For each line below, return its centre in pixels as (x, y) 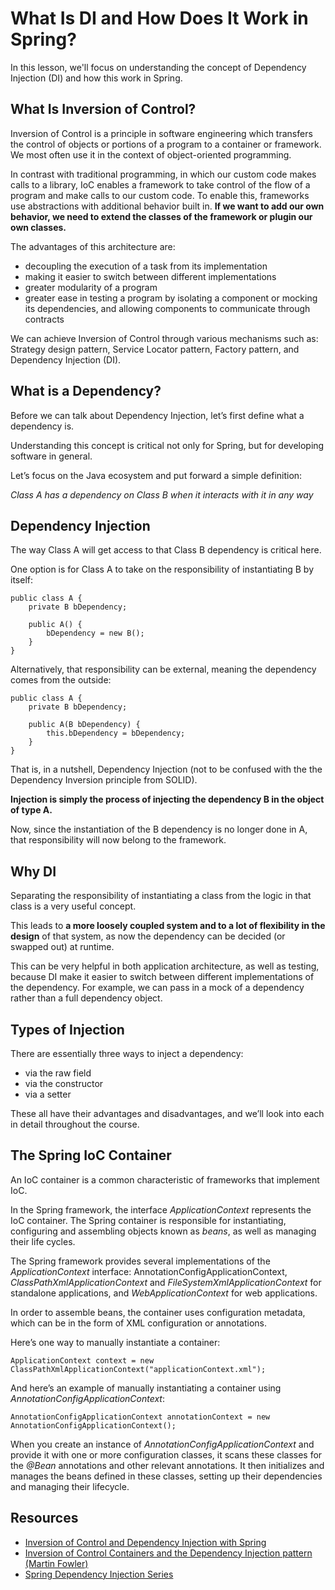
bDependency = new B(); (95, 633)
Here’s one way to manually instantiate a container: (115, 1342)
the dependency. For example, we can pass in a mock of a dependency (157, 988)
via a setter (48, 1094)
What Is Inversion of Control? (103, 109)
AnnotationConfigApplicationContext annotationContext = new (140, 1417)
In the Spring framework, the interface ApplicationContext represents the (161, 1209)
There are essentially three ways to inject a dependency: (127, 1053)
